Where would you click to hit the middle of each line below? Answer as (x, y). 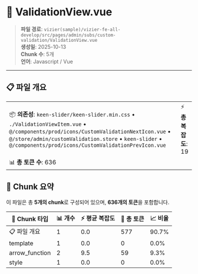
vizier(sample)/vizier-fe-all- (82, 29)
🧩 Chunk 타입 (30, 219)
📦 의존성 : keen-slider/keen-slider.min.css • (72, 114)
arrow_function (30, 253)
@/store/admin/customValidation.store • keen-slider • (86, 138)
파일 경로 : (32, 29)
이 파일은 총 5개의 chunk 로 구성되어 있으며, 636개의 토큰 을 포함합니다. (88, 202)
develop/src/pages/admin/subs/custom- (68, 35)
